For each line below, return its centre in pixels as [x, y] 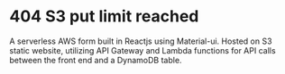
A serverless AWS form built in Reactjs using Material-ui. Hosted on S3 [141, 41]
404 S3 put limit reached [104, 16]
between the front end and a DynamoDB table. [96, 60]
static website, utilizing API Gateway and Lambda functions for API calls [143, 50]
